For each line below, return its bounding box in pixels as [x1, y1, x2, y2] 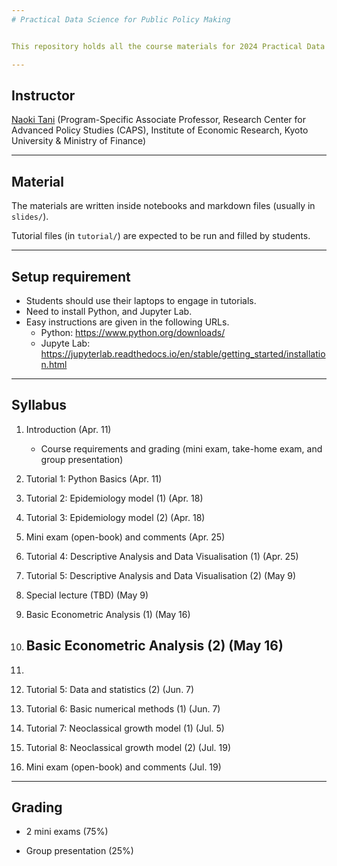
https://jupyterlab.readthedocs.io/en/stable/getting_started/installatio [40, 347, 326, 360]
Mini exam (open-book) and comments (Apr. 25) [25, 531, 226, 543]
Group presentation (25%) [25, 845, 134, 857]
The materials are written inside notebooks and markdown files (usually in [11, 200, 316, 212]
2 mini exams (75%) [25, 826, 109, 838]
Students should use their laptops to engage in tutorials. [25, 294, 257, 306]
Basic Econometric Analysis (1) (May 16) [25, 608, 191, 620]
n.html [40, 358, 68, 370]
